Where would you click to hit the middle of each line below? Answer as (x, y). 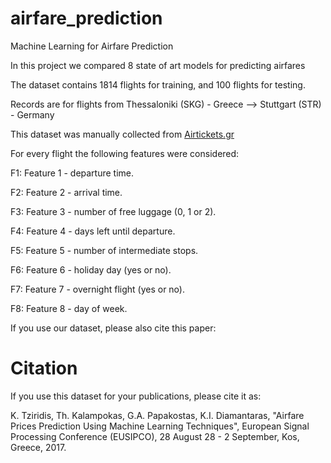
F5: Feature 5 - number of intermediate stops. (104, 250)
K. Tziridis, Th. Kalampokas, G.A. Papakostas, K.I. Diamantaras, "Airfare (157, 415)
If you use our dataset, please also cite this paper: (113, 328)
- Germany (32, 114)
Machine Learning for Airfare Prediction (92, 46)
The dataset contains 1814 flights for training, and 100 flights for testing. (158, 84)
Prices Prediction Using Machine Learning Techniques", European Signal (160, 426)
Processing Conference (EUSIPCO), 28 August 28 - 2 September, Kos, (155, 436)
